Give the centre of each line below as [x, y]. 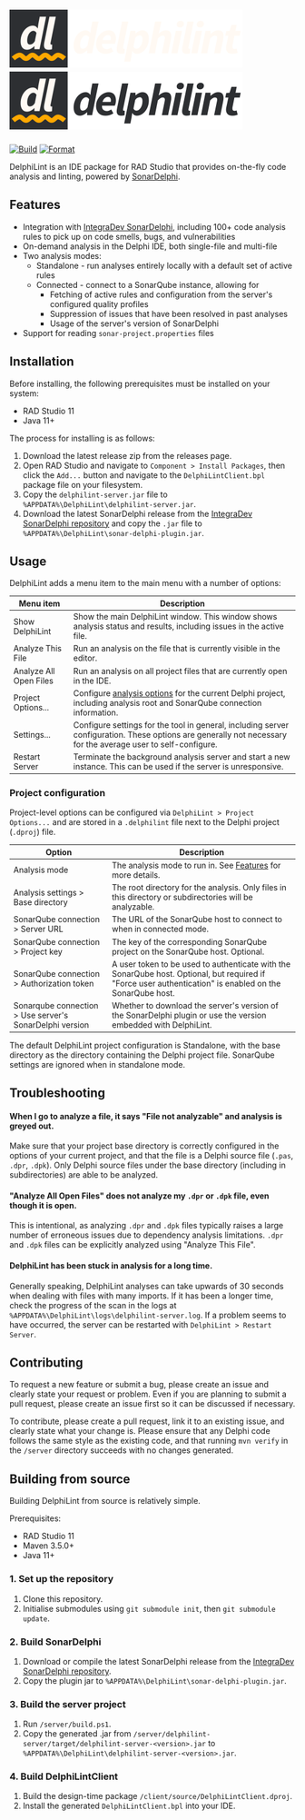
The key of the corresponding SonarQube [190, 941]
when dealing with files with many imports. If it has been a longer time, [142, 1296]
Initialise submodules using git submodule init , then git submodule [149, 1608]
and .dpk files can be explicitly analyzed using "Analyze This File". [133, 1245]
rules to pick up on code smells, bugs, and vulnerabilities [129, 236]
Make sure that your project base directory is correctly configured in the [144, 1146]
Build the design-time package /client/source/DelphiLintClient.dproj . [157, 1796]
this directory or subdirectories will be [182, 897]
